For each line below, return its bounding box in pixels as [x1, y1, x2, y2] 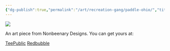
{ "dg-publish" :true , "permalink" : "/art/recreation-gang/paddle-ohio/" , [5, 7, 157, 12]
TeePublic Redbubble [5, 40, 50, 46]
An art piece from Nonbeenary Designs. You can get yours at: [5, 30, 134, 36]
